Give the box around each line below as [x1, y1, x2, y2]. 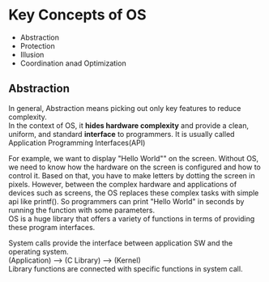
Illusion [19, 49, 45, 59]
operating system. [8, 246, 69, 256]
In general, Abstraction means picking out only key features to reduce [8, 103, 241, 113]
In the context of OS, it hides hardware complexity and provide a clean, [8, 120, 250, 130]
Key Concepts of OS [8, 6, 147, 24]
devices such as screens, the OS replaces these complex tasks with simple [8, 188, 259, 198]
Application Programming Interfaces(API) [8, 138, 146, 147]
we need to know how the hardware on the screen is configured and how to [8, 162, 261, 172]
